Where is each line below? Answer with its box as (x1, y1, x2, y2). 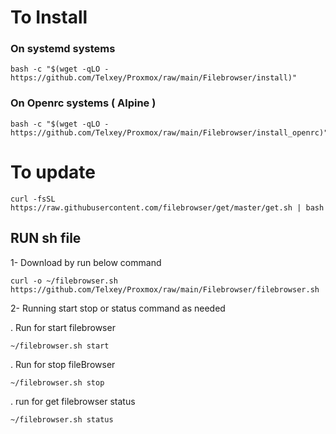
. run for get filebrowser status (10, 395, 136, 407)
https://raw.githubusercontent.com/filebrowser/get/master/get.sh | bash (10, 202, 325, 213)
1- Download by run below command (10, 256, 162, 268)
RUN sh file (10, 230, 82, 247)
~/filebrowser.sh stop (10, 377, 105, 388)
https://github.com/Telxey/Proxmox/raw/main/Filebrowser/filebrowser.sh (10, 284, 320, 295)
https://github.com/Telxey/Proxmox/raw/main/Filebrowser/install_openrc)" (10, 127, 329, 138)
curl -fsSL (10, 194, 56, 204)
